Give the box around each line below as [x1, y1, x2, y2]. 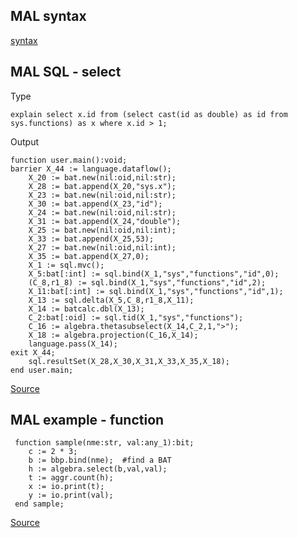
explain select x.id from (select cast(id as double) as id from [10, 109, 288, 119]
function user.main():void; [10, 155, 128, 165]
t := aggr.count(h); [28, 473, 114, 483]
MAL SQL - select [10, 64, 122, 81]
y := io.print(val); [28, 490, 114, 501]
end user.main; [10, 365, 74, 375]
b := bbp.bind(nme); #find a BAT [28, 455, 172, 466]
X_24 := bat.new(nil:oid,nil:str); [28, 207, 177, 218]
